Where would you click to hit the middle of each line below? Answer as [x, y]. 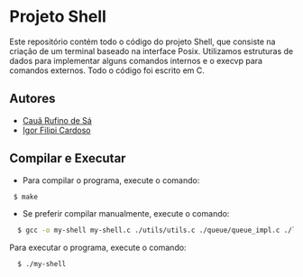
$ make [26, 197]
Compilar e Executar [68, 158]
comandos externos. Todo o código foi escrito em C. [107, 70]
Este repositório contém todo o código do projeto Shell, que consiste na [142, 42]
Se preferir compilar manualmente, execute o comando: [126, 214]
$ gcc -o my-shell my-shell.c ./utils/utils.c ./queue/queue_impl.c [149, 231]
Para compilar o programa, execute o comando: [111, 180]
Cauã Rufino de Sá [57, 120]
